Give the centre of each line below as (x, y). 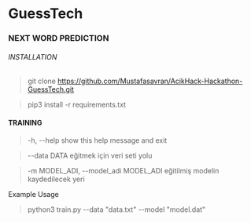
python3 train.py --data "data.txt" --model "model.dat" (116, 209)
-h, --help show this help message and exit (97, 140)
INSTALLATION (33, 56)
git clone (42, 81)
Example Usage (33, 194)
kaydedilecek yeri (56, 179)
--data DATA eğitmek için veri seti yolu (90, 155)
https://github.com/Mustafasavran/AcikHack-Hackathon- (150, 81)
